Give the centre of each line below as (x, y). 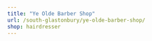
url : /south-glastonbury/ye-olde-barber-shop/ (76, 20)
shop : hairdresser (34, 26)
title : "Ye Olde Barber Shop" (51, 14)
